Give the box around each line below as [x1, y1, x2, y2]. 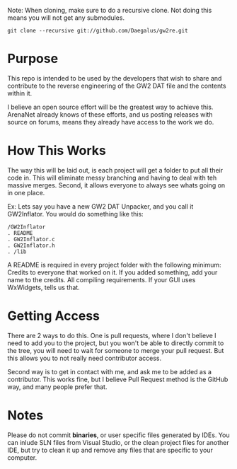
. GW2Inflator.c [7, 236, 55, 243]
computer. [7, 453, 37, 462]
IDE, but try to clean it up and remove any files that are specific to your [7, 446, 214, 454]
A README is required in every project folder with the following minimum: [7, 260, 221, 269]
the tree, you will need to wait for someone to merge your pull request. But [7, 346, 224, 354]
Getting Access [7, 308, 100, 324]
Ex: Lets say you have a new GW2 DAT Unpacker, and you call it [7, 202, 194, 211]
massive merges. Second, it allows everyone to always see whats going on [7, 180, 226, 190]
